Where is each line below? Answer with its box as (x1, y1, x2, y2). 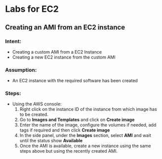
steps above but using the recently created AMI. (19, 148, 118, 154)
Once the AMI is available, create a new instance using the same (19, 143, 151, 149)
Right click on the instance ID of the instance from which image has (19, 106, 157, 112)
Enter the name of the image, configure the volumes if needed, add (19, 122, 157, 128)
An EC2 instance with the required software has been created (12, 78, 138, 84)
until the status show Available (19, 138, 83, 144)
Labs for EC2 (5, 3, 59, 15)
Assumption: (5, 66, 37, 73)
